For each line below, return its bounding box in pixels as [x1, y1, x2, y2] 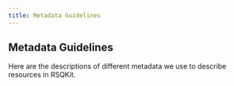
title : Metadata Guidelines [8, 11, 102, 20]
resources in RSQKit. [8, 70, 76, 80]
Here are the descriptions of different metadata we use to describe [8, 62, 227, 71]
